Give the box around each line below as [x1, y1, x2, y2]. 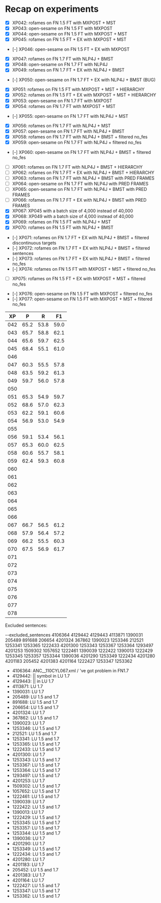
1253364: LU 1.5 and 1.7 [12, 767, 60, 773]
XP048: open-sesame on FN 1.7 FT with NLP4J [12, 62, 108, 68]
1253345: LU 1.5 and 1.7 [12, 820, 60, 826]
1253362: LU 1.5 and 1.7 [12, 893, 60, 899]
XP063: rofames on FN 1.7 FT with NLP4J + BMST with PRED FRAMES [12, 175, 155, 181]
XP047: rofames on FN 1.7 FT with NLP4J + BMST [12, 56, 114, 62]
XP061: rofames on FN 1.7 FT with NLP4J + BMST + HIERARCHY [12, 164, 143, 170]
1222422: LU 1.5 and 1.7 [12, 804, 60, 810]
